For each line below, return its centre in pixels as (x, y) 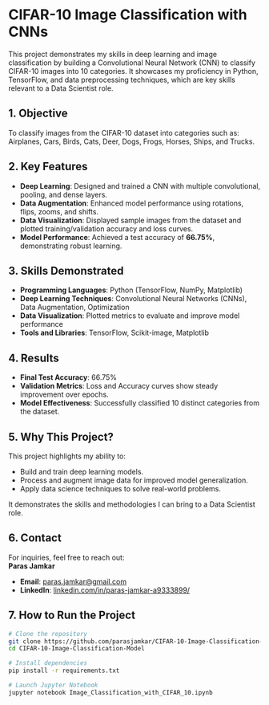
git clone (25, 641)
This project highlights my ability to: (67, 456)
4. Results (34, 358)
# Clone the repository (48, 634)
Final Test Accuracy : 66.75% (68, 377)
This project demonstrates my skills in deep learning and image (113, 54)
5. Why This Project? (61, 436)
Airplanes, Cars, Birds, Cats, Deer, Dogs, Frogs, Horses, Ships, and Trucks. (131, 141)
